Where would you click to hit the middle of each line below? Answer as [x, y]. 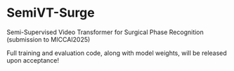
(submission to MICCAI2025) [48, 39]
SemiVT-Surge [51, 13]
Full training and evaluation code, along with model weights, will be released [117, 53]
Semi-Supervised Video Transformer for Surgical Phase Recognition [105, 32]
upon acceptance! [33, 60]
